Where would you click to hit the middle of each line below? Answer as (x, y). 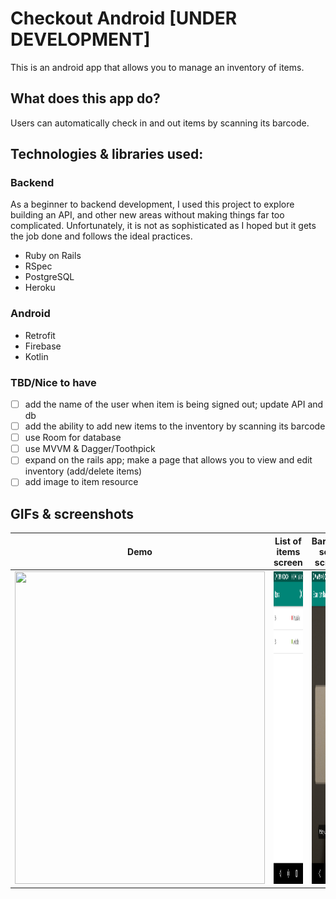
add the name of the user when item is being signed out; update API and (174, 404)
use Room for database (73, 438)
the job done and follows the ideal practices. (101, 236)
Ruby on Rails (53, 256)
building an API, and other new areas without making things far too (147, 215)
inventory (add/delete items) (83, 471)
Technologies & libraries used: (107, 154)
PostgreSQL (49, 277)
